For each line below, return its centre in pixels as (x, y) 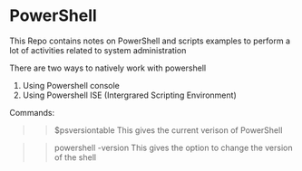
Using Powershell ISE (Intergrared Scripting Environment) (130, 95)
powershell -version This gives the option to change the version (173, 147)
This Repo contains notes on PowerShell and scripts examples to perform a (150, 41)
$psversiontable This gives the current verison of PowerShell (168, 130)
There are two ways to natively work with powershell (108, 68)
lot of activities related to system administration (98, 50)
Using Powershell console (71, 85)
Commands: (32, 112)
